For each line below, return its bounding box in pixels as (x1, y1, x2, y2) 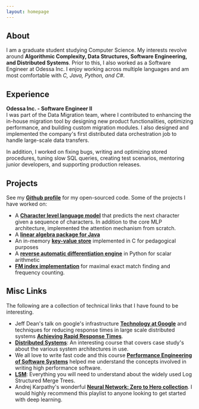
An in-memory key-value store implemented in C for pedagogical (14, 237, 176, 244)
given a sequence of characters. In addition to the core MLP (14, 218, 163, 225)
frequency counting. (14, 269, 65, 276)
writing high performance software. (14, 364, 102, 371)
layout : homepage (6, 8, 49, 15)
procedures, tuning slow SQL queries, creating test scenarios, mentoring (6, 154, 185, 162)
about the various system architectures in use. (14, 345, 129, 352)
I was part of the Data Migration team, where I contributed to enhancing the (6, 111, 192, 119)
